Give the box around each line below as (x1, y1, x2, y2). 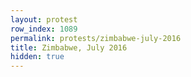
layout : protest (10, 14, 78, 25)
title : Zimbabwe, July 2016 (10, 42, 128, 53)
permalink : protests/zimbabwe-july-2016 (10, 33, 182, 43)
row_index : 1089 (10, 24, 78, 34)
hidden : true (10, 52, 65, 62)
